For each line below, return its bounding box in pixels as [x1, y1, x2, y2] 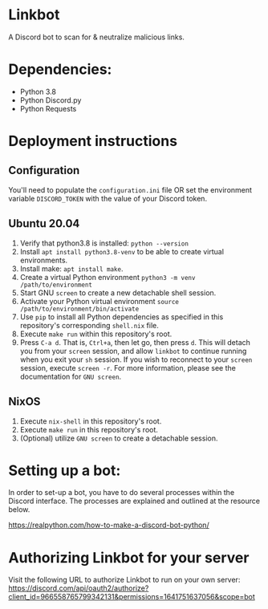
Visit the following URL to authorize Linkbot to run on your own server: [8, 575, 241, 585]
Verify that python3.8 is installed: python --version [19, 238, 189, 248]
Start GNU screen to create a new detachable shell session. [19, 287, 217, 298]
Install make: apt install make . [19, 263, 124, 274]
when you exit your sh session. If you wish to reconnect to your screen [19, 355, 253, 364]
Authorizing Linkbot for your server [8, 548, 250, 566]
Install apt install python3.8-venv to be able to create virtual [19, 246, 225, 256]
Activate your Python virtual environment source [19, 296, 179, 306]
